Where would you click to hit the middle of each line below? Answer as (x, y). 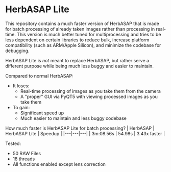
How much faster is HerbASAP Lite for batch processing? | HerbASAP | (80, 128)
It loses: (21, 86)
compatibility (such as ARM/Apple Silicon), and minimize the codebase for (83, 45)
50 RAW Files (27, 153)
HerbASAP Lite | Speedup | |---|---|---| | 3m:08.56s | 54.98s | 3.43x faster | (85, 133)
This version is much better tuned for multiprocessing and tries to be (89, 34)
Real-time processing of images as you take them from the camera (90, 91)
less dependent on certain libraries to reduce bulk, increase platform (77, 40)
